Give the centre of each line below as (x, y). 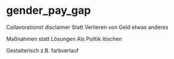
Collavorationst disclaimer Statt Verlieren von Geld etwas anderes (87, 27)
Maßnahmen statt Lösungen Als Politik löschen (64, 39)
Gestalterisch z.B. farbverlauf (43, 50)
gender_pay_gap (49, 11)
